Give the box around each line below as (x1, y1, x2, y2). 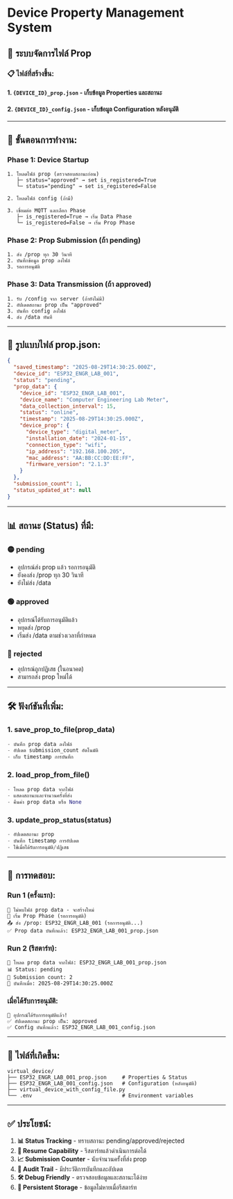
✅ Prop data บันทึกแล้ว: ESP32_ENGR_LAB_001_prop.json (7, 927, 159, 934)
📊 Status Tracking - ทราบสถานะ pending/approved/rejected (17, 1136, 185, 1145)
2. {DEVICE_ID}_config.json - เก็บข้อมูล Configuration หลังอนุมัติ (7, 104, 179, 113)
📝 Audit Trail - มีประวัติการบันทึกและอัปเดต (17, 1164, 123, 1173)
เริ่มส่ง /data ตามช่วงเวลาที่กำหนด (17, 631, 96, 640)
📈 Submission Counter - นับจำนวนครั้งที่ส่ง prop (17, 1154, 147, 1163)
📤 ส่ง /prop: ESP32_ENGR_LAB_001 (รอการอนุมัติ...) (7, 919, 144, 926)
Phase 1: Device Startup (7, 154, 89, 164)
